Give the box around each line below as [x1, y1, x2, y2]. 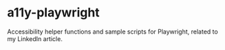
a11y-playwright [7, 5, 100, 21]
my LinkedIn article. [7, 34, 63, 42]
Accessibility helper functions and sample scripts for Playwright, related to [7, 27, 218, 36]
